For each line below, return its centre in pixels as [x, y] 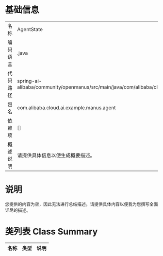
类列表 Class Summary [51, 232]
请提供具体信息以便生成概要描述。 [56, 155]
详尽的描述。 [18, 210]
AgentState [30, 29]
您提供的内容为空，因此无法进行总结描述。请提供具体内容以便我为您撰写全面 [81, 204]
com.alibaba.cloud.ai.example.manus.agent [66, 107]
